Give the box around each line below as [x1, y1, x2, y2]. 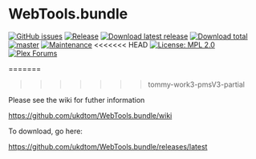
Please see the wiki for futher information [8, 95, 145, 104]
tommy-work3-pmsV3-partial [148, 79, 245, 89]
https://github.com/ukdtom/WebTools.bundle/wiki [8, 110, 173, 120]
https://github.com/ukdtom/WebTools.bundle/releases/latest [8, 141, 208, 151]
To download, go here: [8, 126, 83, 136]
